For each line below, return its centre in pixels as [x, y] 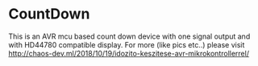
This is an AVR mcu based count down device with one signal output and [129, 36]
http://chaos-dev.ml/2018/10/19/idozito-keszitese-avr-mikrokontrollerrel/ [129, 53]
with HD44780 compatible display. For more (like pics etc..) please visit [127, 44]
